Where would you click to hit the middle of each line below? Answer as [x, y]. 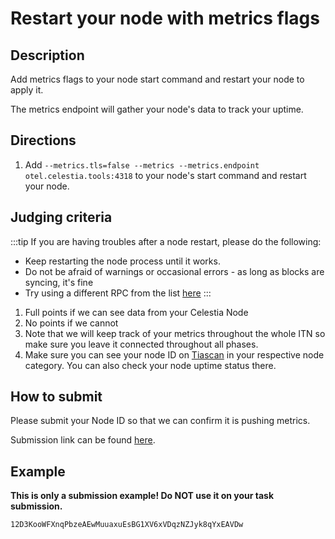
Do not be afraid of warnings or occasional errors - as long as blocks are [174, 271]
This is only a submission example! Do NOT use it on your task [142, 496]
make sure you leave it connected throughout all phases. [141, 344]
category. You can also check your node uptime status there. [150, 365]
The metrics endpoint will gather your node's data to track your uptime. [157, 109]
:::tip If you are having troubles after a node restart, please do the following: [166, 241]
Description [47, 55]
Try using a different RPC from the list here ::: [118, 293]
